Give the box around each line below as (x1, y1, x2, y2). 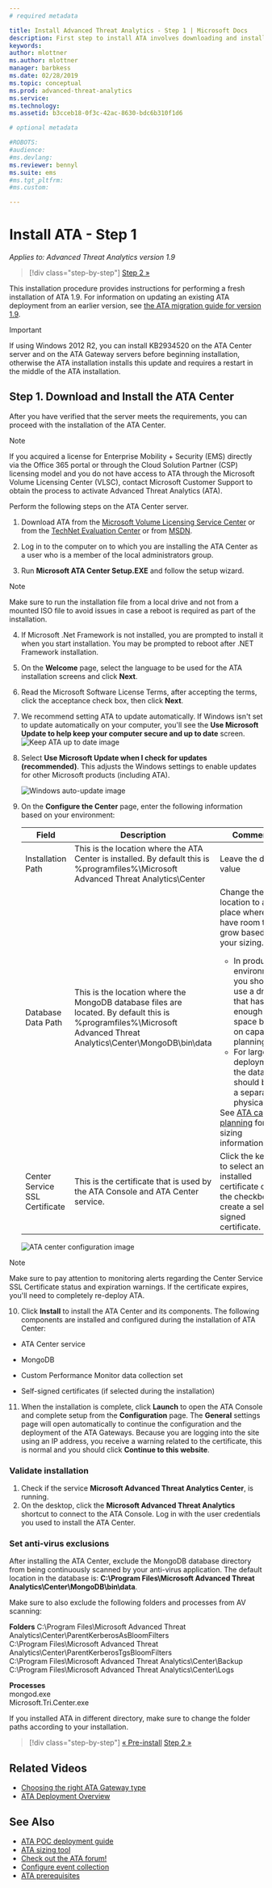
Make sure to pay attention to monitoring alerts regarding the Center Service (9, 1273, 263, 1283)
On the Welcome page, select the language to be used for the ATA (20, 663, 243, 672)
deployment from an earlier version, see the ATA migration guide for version (9, 301, 262, 311)
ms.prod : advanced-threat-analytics (9, 87, 132, 95)
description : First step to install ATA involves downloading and (9, 34, 237, 42)
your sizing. (220, 936, 265, 948)
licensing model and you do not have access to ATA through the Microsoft (9, 469, 255, 478)
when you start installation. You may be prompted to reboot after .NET (20, 639, 254, 648)
